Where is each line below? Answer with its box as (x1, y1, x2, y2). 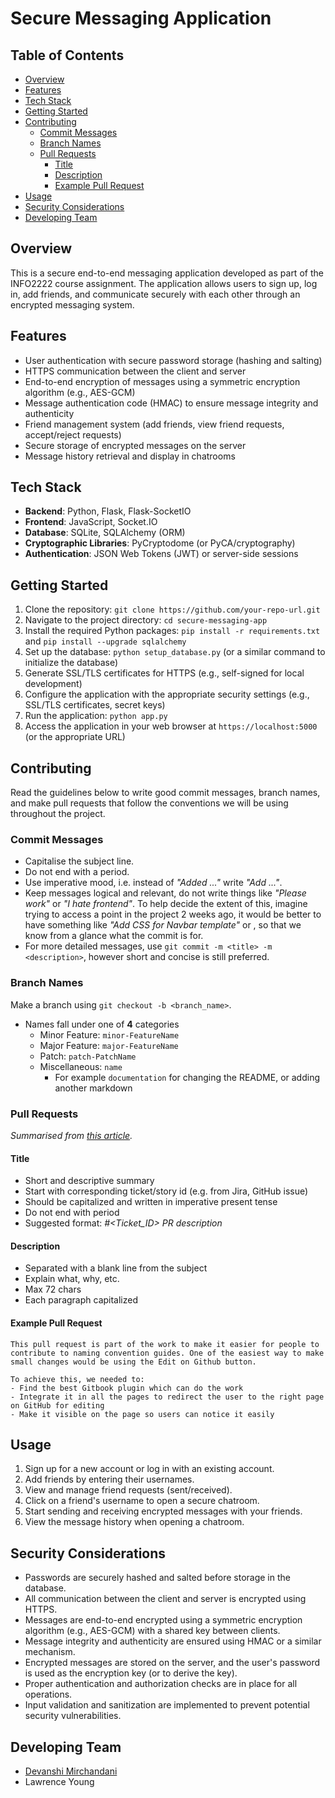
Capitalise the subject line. (24, 855, 135, 867)
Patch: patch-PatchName (39, 1050, 137, 1062)
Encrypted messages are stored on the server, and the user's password (24, 1657, 321, 1669)
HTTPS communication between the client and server (24, 365, 247, 377)
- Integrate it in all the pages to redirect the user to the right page (10, 1392, 325, 1402)
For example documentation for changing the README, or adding (54, 1071, 320, 1083)
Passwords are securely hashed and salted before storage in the (24, 1572, 291, 1584)
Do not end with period (24, 1207, 120, 1219)
